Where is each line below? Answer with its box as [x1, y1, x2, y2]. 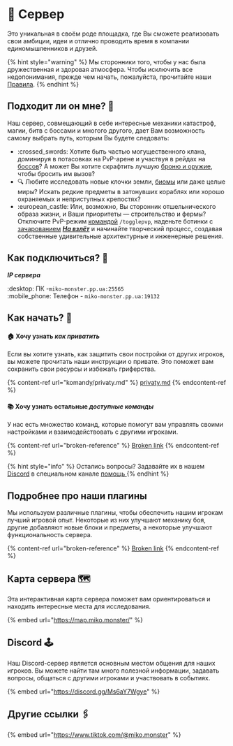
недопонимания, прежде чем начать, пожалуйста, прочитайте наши [7, 73, 211, 81]
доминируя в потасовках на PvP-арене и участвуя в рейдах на [17, 154, 206, 163]
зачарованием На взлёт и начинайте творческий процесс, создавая [17, 224, 223, 233]
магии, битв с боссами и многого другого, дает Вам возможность [7, 126, 206, 135]
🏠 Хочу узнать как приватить [7, 332, 100, 340]
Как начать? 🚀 [7, 312, 73, 323]
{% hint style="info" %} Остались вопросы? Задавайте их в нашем [7, 462, 205, 471]
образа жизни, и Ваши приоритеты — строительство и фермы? [17, 210, 206, 218]
